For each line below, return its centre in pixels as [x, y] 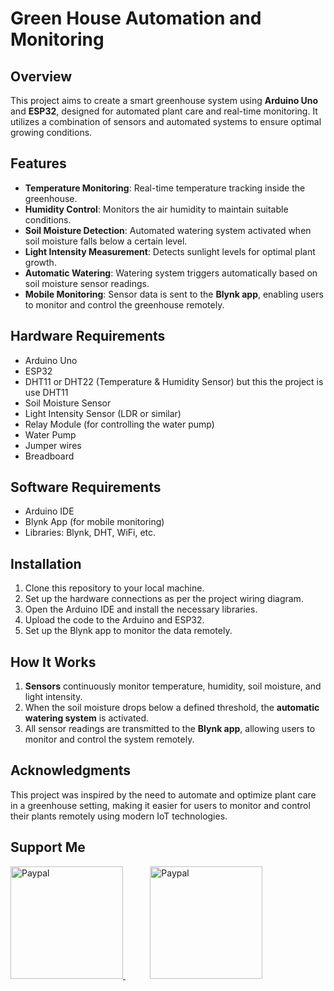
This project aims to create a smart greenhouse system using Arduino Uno [164, 100]
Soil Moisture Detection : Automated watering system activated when [168, 230]
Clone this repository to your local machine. [114, 588]
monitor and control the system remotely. [109, 739]
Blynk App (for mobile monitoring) [94, 522]
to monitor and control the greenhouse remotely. [124, 304]
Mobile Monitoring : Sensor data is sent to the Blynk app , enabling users [174, 294]
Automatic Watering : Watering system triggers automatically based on [171, 273]
